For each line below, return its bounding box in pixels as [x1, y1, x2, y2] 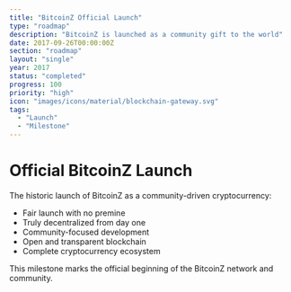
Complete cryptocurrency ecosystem [22, 245, 161, 256]
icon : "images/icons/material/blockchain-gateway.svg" [9, 96, 219, 106]
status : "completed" [9, 72, 87, 81]
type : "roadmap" [9, 22, 70, 31]
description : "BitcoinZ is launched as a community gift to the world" [9, 30, 283, 39]
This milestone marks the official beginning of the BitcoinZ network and [9, 262, 274, 274]
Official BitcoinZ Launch [9, 161, 193, 181]
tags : [9, 105, 30, 114]
